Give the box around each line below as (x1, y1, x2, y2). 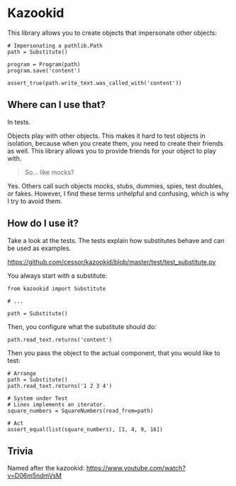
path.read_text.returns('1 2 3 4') (7, 382, 113, 389)
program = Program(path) (7, 60, 81, 68)
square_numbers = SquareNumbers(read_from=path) (7, 407, 154, 414)
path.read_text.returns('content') (7, 336, 113, 343)
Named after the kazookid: (7, 464, 85, 472)
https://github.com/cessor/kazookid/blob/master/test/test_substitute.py (7, 257, 216, 266)
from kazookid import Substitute (7, 285, 106, 292)
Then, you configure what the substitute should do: (7, 322, 157, 331)
